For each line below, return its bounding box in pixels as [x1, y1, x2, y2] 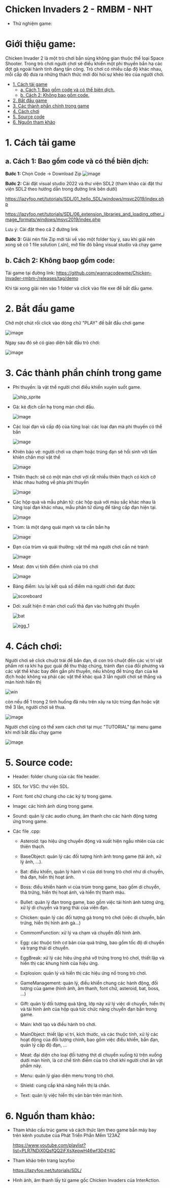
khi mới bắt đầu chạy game [5, 729, 62, 735]
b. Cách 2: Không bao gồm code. [20, 92, 90, 98]
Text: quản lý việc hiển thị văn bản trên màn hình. [20, 1092, 123, 1098]
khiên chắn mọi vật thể [12, 454, 61, 460]
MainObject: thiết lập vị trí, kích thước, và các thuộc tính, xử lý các [20, 1031, 159, 1037]
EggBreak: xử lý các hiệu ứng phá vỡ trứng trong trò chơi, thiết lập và [20, 955, 165, 961]
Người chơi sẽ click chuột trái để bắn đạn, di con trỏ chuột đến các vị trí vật [5, 657, 163, 663]
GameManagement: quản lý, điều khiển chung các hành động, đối [20, 980, 158, 986]
